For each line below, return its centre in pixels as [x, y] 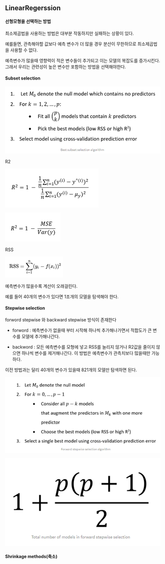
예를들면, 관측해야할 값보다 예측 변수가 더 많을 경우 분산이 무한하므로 [71, 43]
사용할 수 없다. [24, 50]
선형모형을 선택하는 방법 [28, 21]
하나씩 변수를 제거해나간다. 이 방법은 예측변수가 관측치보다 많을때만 [86, 353]
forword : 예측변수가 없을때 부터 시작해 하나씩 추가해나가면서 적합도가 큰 [82, 330]
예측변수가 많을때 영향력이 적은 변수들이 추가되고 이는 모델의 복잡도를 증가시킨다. [83, 60]
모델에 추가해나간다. [41, 336]
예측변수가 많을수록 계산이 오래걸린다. [41, 286]
